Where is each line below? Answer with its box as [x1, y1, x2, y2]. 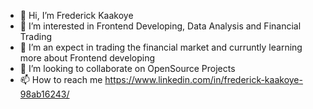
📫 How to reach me [19, 74, 103, 85]
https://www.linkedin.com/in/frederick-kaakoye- [104, 74, 303, 85]
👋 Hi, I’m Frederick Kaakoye [19, 10, 134, 21]
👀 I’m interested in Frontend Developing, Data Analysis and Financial [19, 20, 302, 32]
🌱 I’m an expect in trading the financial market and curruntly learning [19, 41, 303, 53]
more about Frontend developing [19, 52, 155, 64]
